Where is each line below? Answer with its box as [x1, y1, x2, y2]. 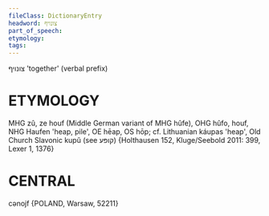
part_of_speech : [8, 26, 63, 35]
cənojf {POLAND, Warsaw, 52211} [8, 198, 119, 208]
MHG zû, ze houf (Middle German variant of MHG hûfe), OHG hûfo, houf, [8, 118, 249, 128]
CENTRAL [8, 172, 75, 190]
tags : [8, 42, 26, 50]
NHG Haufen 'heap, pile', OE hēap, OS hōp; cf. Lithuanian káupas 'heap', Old [8, 127, 261, 137]
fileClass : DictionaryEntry [8, 11, 103, 20]
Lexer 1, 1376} [8, 144, 55, 153]
